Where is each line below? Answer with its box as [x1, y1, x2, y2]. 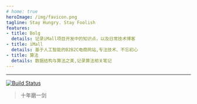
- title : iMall [6, 42, 43, 48]
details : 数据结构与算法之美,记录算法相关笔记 [11, 58, 113, 63]
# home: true [6, 8, 38, 15]
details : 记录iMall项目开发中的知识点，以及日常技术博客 [11, 36, 136, 42]
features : [6, 25, 30, 31]
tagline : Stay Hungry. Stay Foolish [6, 19, 96, 25]
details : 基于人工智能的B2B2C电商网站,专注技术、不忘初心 [11, 47, 138, 53]
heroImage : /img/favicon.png [6, 14, 77, 20]
